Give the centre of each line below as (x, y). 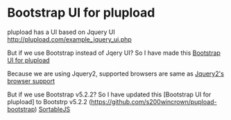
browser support (31, 80)
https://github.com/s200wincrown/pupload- (154, 101)
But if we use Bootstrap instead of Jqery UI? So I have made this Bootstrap (114, 53)
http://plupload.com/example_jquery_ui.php (69, 39)
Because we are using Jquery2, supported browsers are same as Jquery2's (115, 74)
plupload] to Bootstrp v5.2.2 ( (49, 101)
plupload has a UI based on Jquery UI (61, 32)
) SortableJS (52, 109)
